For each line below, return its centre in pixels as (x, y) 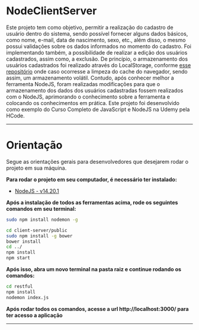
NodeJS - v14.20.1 (37, 191)
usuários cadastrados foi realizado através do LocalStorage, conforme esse (99, 65)
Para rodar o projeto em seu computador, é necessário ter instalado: (92, 179)
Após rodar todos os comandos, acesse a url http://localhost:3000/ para (97, 309)
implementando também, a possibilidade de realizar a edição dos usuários (97, 52)
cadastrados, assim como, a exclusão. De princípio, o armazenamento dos (97, 59)
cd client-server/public (37, 230)
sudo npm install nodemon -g (42, 220)
